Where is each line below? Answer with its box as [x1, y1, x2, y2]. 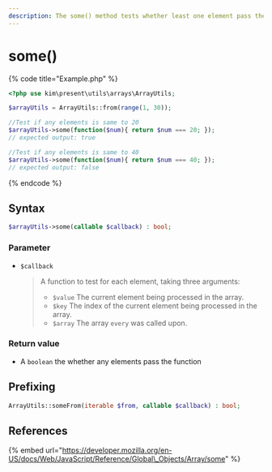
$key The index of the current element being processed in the [52, 301, 257, 311]
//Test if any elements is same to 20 [8, 118, 139, 127]
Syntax [8, 201, 45, 215]
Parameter [8, 242, 51, 254]
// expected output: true [8, 134, 96, 142]
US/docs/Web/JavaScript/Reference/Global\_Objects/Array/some [8, 454, 226, 464]
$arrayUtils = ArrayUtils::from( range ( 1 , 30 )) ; [8, 104, 172, 112]
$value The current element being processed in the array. [52, 292, 244, 302]
